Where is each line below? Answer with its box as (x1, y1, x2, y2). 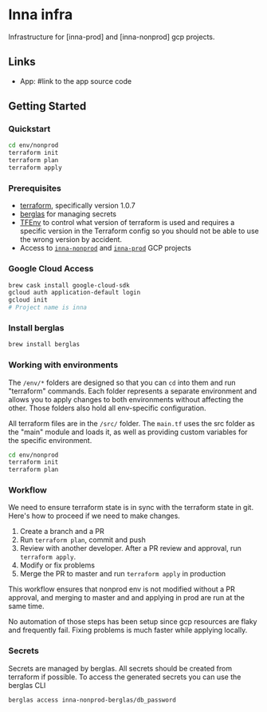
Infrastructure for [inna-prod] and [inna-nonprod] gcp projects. (8, 32, 215, 42)
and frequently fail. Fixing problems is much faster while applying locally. (8, 625, 248, 635)
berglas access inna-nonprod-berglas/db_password (8, 696, 177, 704)
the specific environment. (8, 435, 92, 445)
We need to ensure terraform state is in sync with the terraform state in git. (8, 503, 253, 512)
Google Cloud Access (8, 263, 94, 275)
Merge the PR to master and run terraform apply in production (19, 569, 226, 579)
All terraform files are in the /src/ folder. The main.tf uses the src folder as (8, 418, 255, 428)
